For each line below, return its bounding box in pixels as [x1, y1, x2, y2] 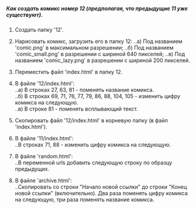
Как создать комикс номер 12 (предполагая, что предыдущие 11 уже [6, 5, 188, 12]
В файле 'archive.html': [14, 177, 73, 184]
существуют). [6, 11, 43, 18]
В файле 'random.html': [14, 152, 73, 159]
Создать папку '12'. [14, 26, 64, 33]
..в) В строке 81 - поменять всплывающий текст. [14, 105, 138, 112]
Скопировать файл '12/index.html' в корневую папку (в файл [14, 116, 168, 124]
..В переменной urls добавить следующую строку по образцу [14, 159, 173, 166]
